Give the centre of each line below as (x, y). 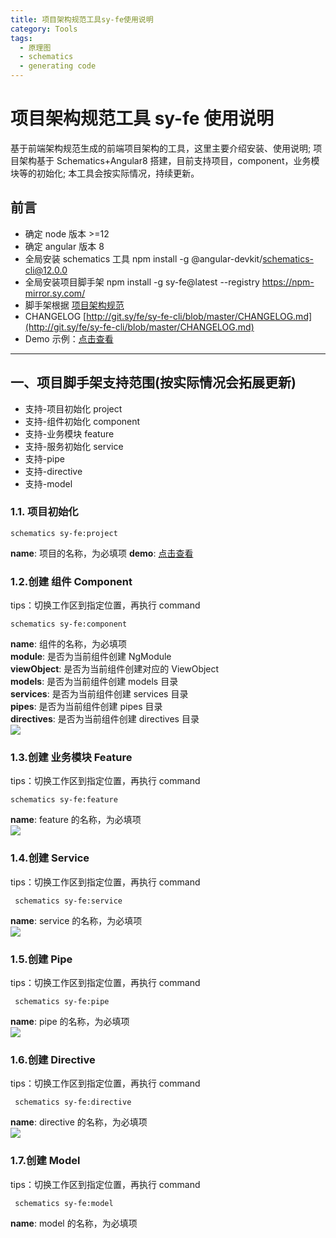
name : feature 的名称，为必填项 (76, 820)
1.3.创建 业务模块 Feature (71, 758)
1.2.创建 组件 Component (71, 581)
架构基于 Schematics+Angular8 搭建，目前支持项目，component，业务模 (169, 160)
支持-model (48, 483)
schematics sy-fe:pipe (62, 1002)
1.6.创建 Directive (53, 1059)
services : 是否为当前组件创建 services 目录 (99, 694)
